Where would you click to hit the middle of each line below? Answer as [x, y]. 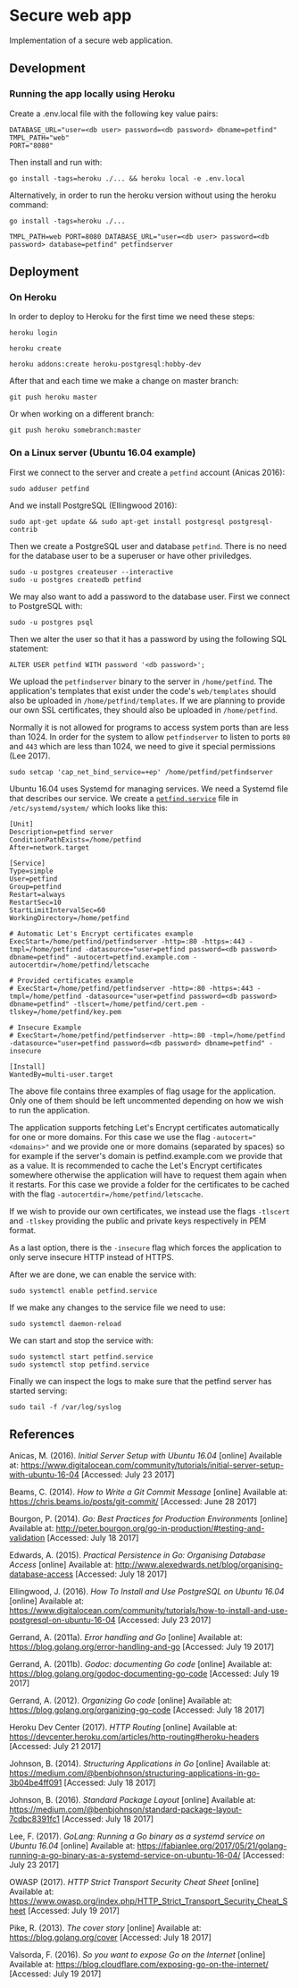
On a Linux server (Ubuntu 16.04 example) [103, 453]
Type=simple [31, 871]
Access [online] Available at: [61, 1565]
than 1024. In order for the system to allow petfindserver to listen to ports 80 [150, 736]
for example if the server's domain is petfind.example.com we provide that [146, 1155]
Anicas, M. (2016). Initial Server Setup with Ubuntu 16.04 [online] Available [146, 1456]
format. [23, 1230]
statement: [29, 648]
